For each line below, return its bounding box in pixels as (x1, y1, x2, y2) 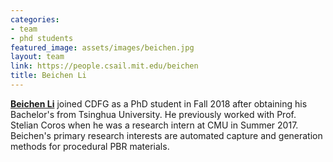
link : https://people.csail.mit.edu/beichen (10, 61, 199, 71)
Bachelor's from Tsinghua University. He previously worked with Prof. (10, 108, 297, 120)
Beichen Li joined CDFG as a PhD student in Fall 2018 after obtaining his (10, 97, 308, 110)
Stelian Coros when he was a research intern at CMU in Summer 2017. (10, 119, 299, 131)
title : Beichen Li (10, 71, 87, 81)
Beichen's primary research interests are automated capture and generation (10, 129, 323, 141)
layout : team (10, 52, 65, 62)
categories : (10, 14, 60, 25)
